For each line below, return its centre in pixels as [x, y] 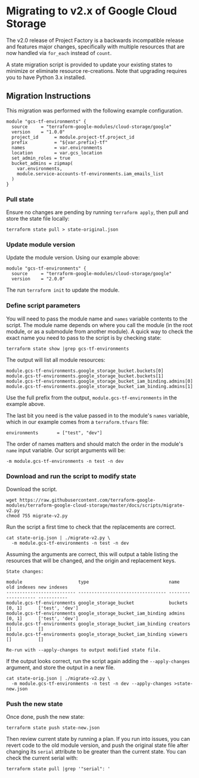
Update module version [41, 245]
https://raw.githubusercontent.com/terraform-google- [88, 500]
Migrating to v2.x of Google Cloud [92, 11]
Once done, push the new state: [45, 717]
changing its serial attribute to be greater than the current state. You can [96, 752]
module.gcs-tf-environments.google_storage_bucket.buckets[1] [85, 376]
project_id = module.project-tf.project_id [73, 137]
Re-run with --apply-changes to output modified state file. [84, 650]
